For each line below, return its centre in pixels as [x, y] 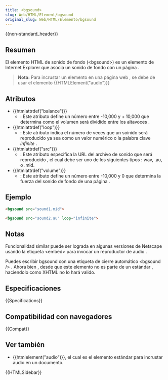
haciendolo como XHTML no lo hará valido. [50, 272]
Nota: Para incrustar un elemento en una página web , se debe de [86, 77]
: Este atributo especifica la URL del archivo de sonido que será [86, 154]
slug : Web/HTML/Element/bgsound [39, 15]
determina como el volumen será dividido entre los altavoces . [85, 122]
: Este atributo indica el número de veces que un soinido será [84, 133]
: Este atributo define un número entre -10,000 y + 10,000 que [85, 116]
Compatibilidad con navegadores [59, 317]
